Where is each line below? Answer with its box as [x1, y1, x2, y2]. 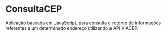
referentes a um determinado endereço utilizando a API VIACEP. [5, 25, 139, 31]
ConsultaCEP [5, 3, 62, 15]
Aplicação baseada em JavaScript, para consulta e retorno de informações [5, 20, 161, 26]
